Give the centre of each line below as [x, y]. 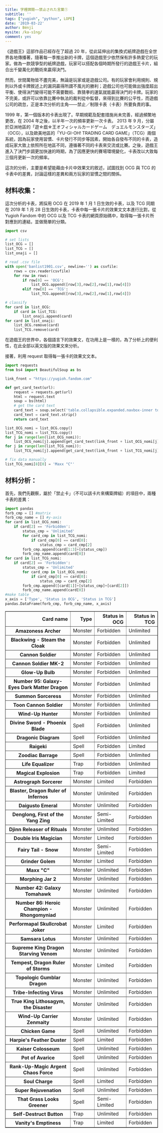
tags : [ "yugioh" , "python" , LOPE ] [40, 19]
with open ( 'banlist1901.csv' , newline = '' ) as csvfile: [62, 266]
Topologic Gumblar [38, 977]
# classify [16, 303]
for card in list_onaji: [30, 321]
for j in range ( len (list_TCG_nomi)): [43, 446]
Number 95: [28, 681]
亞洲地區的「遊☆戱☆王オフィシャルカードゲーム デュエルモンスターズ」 [83, 127]
